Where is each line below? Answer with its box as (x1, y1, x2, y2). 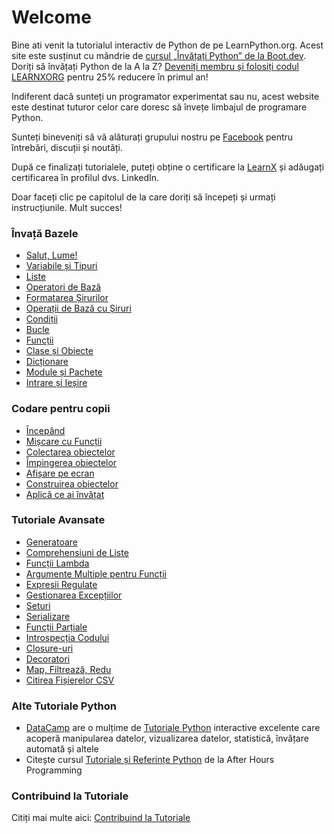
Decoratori (25, 652, 71, 665)
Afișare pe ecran (25, 467, 95, 479)
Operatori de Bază (25, 281, 102, 293)
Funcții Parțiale (25, 621, 88, 633)
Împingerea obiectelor (25, 456, 118, 468)
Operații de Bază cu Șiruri (25, 302, 132, 315)
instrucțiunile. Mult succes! (11, 201, 123, 213)
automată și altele (25, 743, 99, 755)
